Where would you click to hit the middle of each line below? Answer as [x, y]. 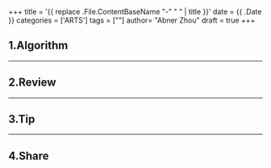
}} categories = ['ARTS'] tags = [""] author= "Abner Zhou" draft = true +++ [132, 20]
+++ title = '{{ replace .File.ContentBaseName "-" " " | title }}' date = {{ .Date [135, 12]
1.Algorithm [38, 46]
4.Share [29, 155]
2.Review [32, 83]
